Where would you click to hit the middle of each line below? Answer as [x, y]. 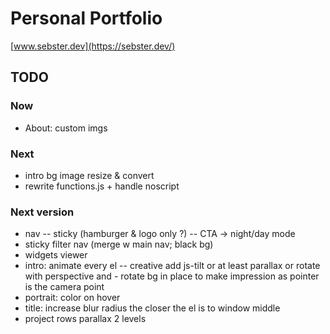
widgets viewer [56, 255]
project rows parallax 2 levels [85, 319]
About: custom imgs [66, 128]
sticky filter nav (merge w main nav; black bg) [119, 244]
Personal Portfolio [86, 18]
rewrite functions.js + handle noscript [102, 186]
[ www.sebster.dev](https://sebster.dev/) [93, 46]
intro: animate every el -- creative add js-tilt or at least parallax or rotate [172, 266]
